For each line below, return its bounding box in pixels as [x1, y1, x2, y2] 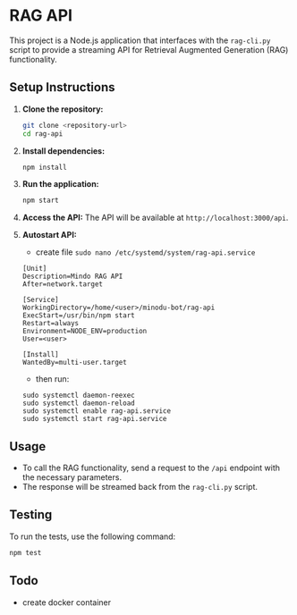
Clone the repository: [21, 104, 104, 114]
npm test [9, 548, 42, 557]
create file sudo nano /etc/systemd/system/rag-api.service [35, 247, 256, 257]
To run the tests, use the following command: [9, 531, 176, 542]
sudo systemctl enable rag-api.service [21, 407, 172, 416]
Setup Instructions [9, 80, 115, 95]
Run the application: [21, 179, 100, 190]
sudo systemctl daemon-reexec [21, 391, 136, 400]
